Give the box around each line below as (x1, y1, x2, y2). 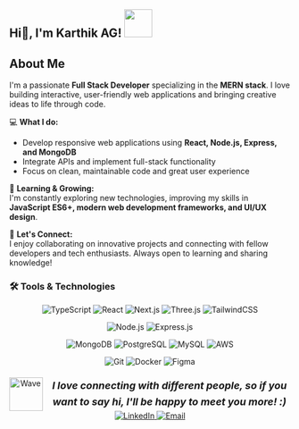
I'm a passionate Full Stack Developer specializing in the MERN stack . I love (9, 80, 290, 90)
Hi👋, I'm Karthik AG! (9, 26, 122, 41)
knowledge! (9, 257, 53, 268)
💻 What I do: (9, 117, 59, 128)
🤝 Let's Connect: (9, 229, 73, 240)
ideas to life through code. (9, 99, 106, 110)
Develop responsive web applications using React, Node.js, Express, (21, 138, 278, 148)
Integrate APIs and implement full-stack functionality (21, 156, 216, 167)
